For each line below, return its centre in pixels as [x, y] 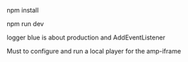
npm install [23, 10]
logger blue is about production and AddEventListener [86, 37]
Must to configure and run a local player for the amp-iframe [94, 51]
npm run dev [25, 24]
